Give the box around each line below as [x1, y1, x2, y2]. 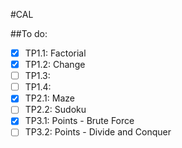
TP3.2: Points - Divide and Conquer [24, 126, 172, 138]
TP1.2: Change [24, 59, 86, 71]
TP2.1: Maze [24, 92, 75, 104]
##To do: [10, 28, 48, 39]
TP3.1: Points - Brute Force [24, 115, 135, 127]
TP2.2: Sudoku [24, 104, 87, 116]
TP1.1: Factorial [24, 47, 87, 59]
